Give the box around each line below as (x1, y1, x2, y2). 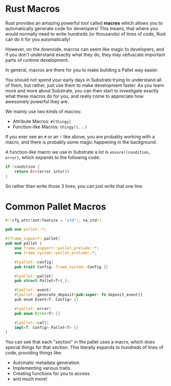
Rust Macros (5, 3, 60, 15)
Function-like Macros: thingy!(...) (12, 124, 88, 130)
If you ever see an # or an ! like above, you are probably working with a (5, 133, 155, 139)
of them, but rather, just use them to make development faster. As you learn (5, 82, 164, 88)
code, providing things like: (5, 350, 62, 356)
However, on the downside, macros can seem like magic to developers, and (5, 46, 164, 52)
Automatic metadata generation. (12, 359, 81, 366)
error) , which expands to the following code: (5, 154, 101, 160)
